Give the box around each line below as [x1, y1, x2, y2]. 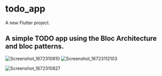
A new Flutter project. [5, 20, 50, 26]
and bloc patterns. [5, 42, 64, 51]
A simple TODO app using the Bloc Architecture [5, 34, 157, 43]
